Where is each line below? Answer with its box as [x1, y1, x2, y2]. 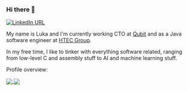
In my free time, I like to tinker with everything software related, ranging [6, 48, 183, 55]
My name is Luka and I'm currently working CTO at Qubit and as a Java [6, 30, 182, 37]
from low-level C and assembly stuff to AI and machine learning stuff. [6, 55, 178, 62]
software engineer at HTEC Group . [6, 37, 92, 44]
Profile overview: [6, 66, 48, 73]
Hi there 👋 [6, 5, 36, 14]
